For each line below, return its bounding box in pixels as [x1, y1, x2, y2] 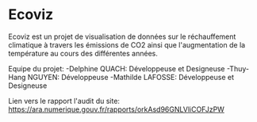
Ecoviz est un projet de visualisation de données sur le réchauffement [8, 32, 236, 41]
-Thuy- [226, 63, 250, 73]
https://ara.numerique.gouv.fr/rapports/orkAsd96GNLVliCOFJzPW [8, 105, 224, 114]
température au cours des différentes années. [8, 48, 159, 58]
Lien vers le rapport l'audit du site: [8, 96, 121, 105]
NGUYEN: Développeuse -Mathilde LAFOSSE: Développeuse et [27, 72, 235, 82]
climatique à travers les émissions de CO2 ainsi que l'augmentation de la [8, 40, 246, 49]
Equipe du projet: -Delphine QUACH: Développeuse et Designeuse [8, 63, 225, 73]
